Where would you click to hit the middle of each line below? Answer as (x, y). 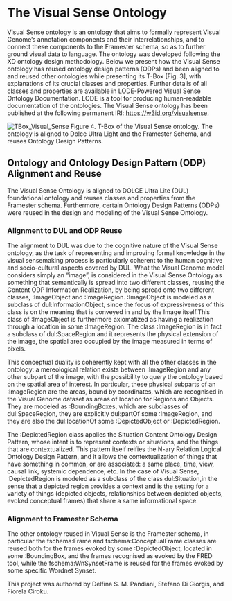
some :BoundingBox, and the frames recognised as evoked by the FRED (110, 556)
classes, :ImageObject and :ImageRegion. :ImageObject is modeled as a (109, 297)
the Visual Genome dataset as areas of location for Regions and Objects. (111, 399)
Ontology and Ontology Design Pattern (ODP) (107, 163)
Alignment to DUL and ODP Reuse (65, 230)
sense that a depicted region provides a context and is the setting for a (108, 486)
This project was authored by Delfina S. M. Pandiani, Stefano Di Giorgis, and (116, 584)
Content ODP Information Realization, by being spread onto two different (111, 290)
